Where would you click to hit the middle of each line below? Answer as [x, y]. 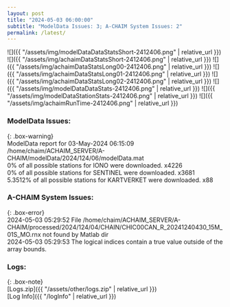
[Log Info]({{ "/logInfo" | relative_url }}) [62, 297]
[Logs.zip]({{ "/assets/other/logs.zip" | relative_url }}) [82, 289]
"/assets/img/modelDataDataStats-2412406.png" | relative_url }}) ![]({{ [116, 89]
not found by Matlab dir [76, 234]
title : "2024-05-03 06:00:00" [50, 20]
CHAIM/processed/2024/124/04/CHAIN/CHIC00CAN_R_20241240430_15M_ [115, 227]
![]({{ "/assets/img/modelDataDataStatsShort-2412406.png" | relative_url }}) [114, 52]
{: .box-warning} [30, 136]
